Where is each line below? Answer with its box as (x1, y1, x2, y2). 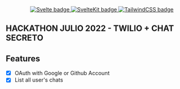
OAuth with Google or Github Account (14, 70, 110, 77)
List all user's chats (14, 76, 63, 84)
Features (5, 53, 40, 64)
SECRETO (5, 33, 44, 43)
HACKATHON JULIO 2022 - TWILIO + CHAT (5, 24, 175, 34)
